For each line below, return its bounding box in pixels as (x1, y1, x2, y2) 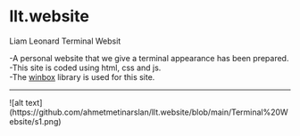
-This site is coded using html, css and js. (9, 62, 162, 73)
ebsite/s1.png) (9, 116, 62, 126)
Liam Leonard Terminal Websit (9, 36, 121, 46)
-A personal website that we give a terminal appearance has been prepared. (9, 52, 289, 63)
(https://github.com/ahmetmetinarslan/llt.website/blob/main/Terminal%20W (9, 107, 288, 117)
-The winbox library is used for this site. (9, 71, 155, 82)
